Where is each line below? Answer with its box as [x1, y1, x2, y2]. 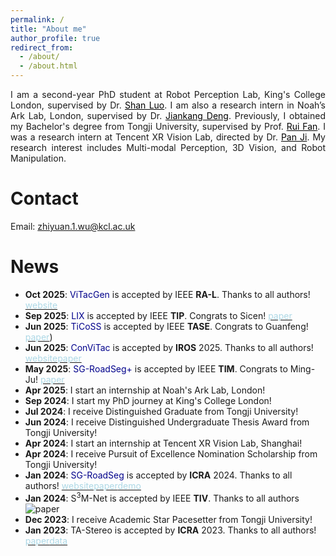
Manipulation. [10, 152, 67, 164]
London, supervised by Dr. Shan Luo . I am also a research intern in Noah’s [10, 99, 327, 111]
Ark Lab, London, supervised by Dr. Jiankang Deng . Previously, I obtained [10, 110, 326, 121]
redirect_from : [10, 42, 74, 53]
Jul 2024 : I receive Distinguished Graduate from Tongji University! [24, 405, 299, 417]
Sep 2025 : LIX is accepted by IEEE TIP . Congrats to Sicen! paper [24, 309, 293, 321]
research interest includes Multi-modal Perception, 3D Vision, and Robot [10, 142, 326, 153]
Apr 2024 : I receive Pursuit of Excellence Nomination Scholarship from [24, 447, 318, 460]
